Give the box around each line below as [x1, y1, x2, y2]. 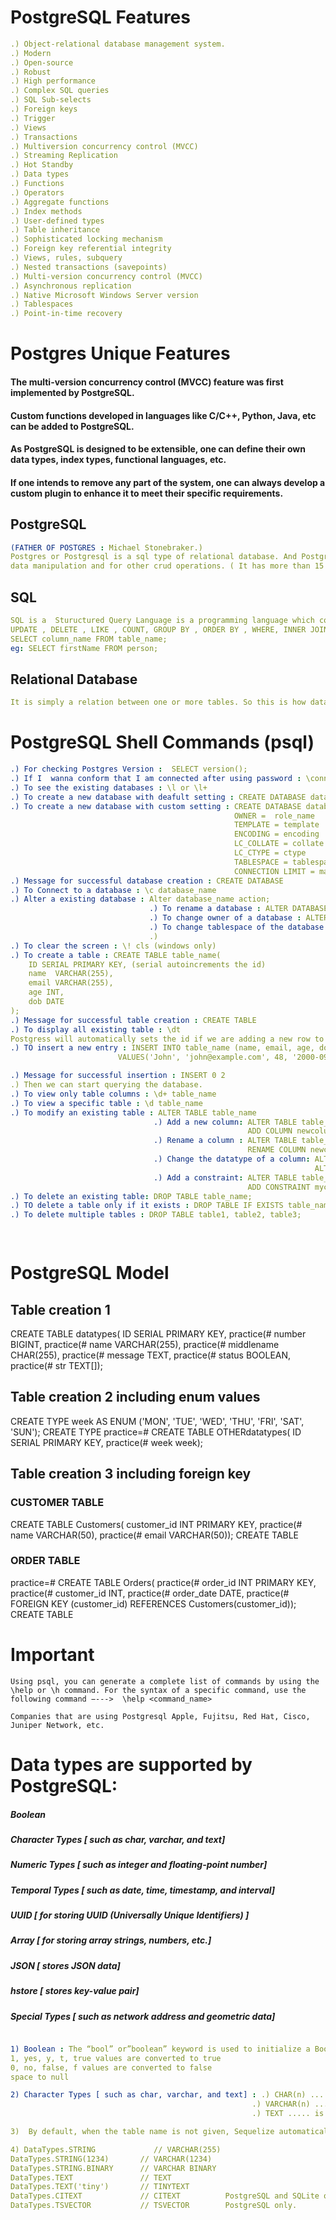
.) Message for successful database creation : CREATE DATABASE [10, 876, 284, 886]
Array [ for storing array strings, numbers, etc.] [10, 1934, 212, 1946]
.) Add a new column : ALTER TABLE [153, 1117, 298, 1127]
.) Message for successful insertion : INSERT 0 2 [10, 1071, 226, 1081]
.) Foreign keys [10, 104, 78, 115]
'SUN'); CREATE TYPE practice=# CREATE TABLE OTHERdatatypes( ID [10, 1426, 302, 1438]
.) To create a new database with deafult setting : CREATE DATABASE [10, 792, 307, 802]
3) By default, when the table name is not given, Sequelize [10, 2127, 275, 2137]
